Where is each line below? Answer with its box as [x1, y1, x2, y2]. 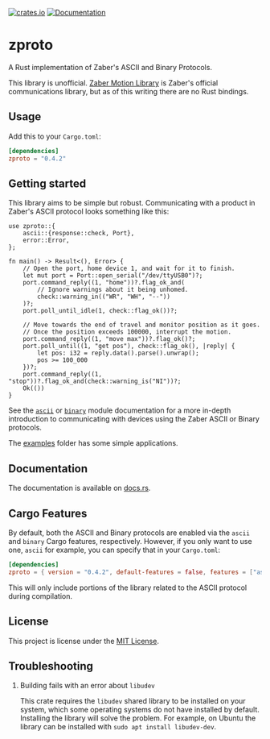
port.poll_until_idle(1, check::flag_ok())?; [22, 307, 178, 315]
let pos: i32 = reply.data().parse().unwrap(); [37, 349, 199, 358]
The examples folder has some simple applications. [8, 438, 178, 448]
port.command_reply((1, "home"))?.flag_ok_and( [22, 279, 185, 287]
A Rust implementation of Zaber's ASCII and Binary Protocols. [8, 62, 213, 72]
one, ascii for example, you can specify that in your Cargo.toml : [8, 545, 221, 554]
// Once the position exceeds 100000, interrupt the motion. [22, 328, 231, 336]
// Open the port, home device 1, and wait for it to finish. [22, 264, 235, 273]
